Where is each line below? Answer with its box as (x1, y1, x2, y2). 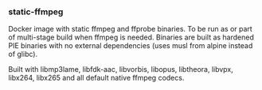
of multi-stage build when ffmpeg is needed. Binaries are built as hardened (8, 32, 255, 42)
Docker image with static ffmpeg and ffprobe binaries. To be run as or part (8, 24, 252, 34)
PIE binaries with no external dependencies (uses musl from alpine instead (8, 41, 253, 51)
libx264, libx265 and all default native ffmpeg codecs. (8, 73, 185, 83)
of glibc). (8, 50, 38, 59)
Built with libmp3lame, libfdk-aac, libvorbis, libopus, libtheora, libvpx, (8, 65, 233, 74)
